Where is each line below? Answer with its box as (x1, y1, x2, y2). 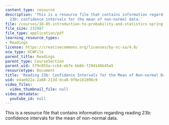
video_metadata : (5, 91, 39, 96)
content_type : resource (5, 7, 55, 13)
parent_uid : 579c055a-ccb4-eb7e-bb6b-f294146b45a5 (5, 63, 114, 68)
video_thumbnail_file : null (10, 86, 69, 92)
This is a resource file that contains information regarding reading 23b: (5, 110, 152, 116)
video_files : (5, 82, 33, 87)
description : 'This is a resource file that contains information (5, 12, 147, 17)
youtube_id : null (10, 96, 46, 101)
